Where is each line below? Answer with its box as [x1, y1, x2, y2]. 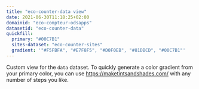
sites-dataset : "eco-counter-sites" [11, 42, 103, 48]
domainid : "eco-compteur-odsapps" [6, 20, 93, 26]
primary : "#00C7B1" [11, 36, 60, 42]
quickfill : [6, 31, 33, 37]
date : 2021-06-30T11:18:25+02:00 [6, 14, 90, 20]
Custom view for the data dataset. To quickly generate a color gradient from [6, 63, 193, 71]
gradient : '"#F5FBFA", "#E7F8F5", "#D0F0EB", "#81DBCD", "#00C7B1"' [11, 47, 186, 53]
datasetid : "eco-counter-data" [6, 25, 84, 31]
